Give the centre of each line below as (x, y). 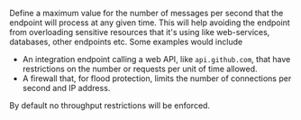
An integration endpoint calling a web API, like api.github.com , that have (156, 59)
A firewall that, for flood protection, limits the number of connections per (157, 78)
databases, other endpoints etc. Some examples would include (126, 42)
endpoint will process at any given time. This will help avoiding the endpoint (150, 23)
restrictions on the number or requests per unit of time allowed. (140, 69)
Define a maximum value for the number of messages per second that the (146, 13)
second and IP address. (66, 88)
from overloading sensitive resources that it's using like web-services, (140, 32)
